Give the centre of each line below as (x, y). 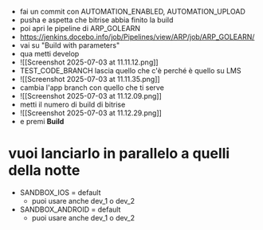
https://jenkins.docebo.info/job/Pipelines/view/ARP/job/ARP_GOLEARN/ (137, 37)
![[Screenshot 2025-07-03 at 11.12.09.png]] (90, 96)
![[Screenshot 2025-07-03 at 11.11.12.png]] (89, 62)
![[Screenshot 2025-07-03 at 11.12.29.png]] (90, 113)
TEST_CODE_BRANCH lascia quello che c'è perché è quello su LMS (130, 70)
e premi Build (42, 121)
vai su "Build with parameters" (70, 45)
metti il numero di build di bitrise (73, 104)
